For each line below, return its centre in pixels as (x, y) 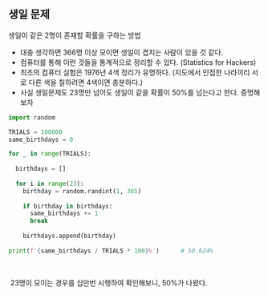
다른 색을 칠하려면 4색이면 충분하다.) (85, 82)
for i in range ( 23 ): (50, 184)
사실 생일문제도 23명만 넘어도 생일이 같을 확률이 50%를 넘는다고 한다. (129, 92)
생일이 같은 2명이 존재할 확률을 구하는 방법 (75, 35)
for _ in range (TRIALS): (50, 154)
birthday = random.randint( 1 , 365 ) (82, 191)
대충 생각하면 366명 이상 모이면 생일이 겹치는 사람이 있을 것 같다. (122, 52)
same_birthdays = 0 (41, 139)
